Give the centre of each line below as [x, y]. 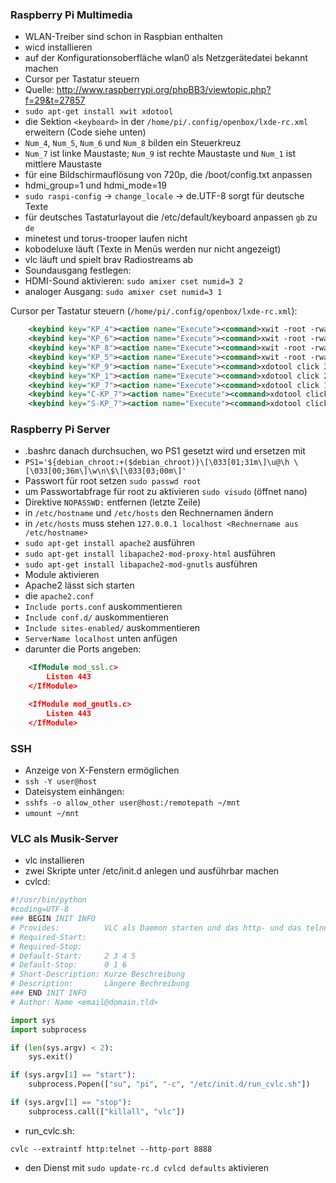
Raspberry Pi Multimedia [71, 15]
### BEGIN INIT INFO [53, 919]
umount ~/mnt [52, 814]
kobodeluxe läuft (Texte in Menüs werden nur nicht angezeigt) [153, 249]
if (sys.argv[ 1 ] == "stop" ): [71, 1103]
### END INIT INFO [48, 993]
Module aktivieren [62, 575]
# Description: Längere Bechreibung [100, 984]
